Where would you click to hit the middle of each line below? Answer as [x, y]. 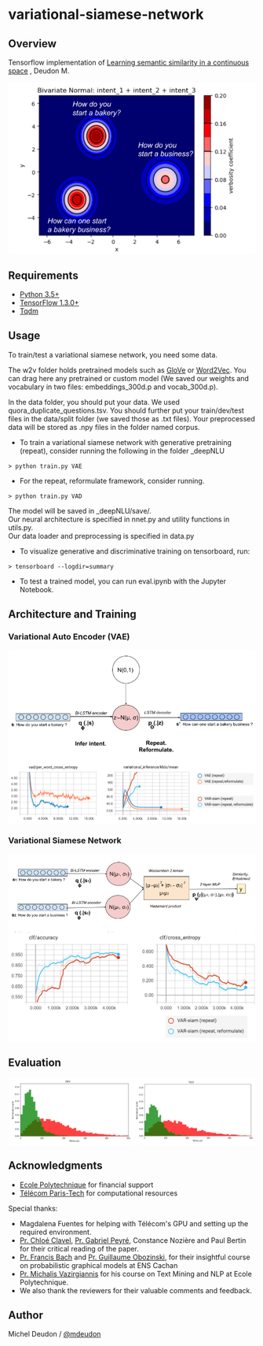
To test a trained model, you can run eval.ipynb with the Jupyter [122, 581]
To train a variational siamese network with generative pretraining [125, 442]
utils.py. [21, 527]
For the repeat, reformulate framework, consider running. [112, 480]
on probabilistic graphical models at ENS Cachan [99, 1265]
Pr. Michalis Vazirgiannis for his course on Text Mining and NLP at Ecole [136, 1274]
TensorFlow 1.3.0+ [49, 302]
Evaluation [35, 1063]
